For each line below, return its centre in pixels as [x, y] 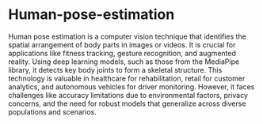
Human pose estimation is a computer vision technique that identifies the [128, 36]
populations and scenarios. [52, 111]
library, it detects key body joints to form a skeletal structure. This [115, 70]
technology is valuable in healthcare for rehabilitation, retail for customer [127, 78]
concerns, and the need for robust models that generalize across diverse [127, 103]
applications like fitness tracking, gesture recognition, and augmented [122, 53]
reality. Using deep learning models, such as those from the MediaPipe [124, 62]
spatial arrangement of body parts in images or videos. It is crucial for [122, 44]
